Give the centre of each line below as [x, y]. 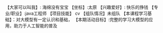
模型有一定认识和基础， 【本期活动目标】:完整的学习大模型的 [86, 19]
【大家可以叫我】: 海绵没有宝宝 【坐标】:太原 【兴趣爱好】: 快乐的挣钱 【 [80, 7]
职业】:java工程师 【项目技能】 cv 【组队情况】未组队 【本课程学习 [79, 13]
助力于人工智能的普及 [35, 26]
